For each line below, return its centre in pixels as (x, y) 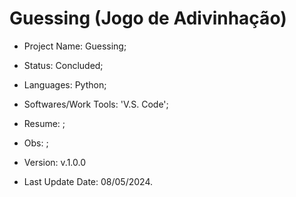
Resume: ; (44, 123)
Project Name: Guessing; (75, 46)
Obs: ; (36, 143)
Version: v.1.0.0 (55, 162)
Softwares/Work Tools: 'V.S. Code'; (96, 104)
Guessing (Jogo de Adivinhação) (148, 18)
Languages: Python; (65, 84)
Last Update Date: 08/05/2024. (88, 181)
